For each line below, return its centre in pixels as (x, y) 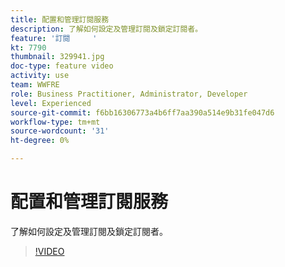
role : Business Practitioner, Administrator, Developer (129, 94)
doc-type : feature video (62, 66)
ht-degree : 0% (40, 141)
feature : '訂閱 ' (54, 38)
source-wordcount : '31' (60, 131)
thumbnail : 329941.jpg (57, 57)
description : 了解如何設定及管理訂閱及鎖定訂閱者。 (106, 29)
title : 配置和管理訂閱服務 (60, 19)
